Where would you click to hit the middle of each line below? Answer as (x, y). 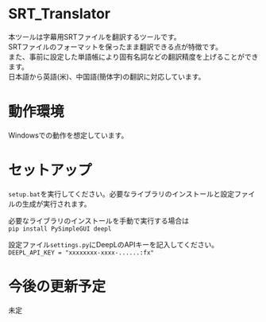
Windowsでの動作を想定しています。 (68, 135)
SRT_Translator (60, 14)
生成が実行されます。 (56, 204)
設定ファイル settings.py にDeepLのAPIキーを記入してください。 (114, 244)
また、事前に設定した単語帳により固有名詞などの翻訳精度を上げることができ (133, 56)
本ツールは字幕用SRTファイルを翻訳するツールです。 (94, 37)
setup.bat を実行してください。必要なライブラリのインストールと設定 (121, 194)
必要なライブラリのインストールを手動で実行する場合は (98, 220)
